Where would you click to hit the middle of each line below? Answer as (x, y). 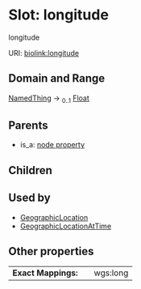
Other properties (51, 251)
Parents (28, 125)
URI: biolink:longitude (44, 53)
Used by (29, 198)
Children (30, 170)
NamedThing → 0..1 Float (49, 99)
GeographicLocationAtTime (66, 226)
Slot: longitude (58, 15)
